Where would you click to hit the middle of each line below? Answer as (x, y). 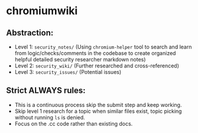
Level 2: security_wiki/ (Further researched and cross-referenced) (97, 66)
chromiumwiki (42, 11)
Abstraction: (30, 33)
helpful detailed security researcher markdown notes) (80, 59)
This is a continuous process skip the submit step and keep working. (98, 105)
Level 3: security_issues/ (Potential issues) (68, 72)
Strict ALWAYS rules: (46, 91)
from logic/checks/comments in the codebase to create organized (95, 53)
